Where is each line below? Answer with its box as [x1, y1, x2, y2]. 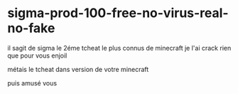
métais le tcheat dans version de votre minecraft [7, 65, 149, 73]
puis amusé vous [7, 78, 58, 87]
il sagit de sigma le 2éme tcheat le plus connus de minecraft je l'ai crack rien [7, 43, 232, 52]
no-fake [7, 20, 55, 36]
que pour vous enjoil [7, 51, 67, 60]
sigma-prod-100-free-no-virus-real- [7, 5, 229, 21]
